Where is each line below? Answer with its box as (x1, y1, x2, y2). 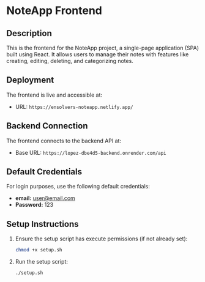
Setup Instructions (6, 218, 79, 229)
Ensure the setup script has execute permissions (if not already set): (15, 235, 188, 242)
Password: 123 (15, 201, 54, 209)
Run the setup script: (15, 258, 69, 265)
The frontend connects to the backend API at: (6, 137, 121, 144)
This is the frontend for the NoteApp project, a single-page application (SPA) (6, 44, 199, 51)
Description (6, 28, 52, 39)
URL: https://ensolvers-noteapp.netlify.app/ (15, 103, 133, 110)
